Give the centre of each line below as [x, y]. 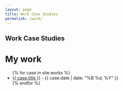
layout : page [18, 9]
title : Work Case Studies [31, 14]
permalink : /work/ [24, 18]
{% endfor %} [26, 83]
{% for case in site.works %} [41, 72]
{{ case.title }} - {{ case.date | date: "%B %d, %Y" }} [65, 78]
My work [23, 59]
